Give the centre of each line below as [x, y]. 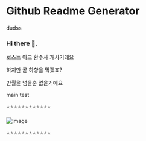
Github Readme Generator [73, 11]
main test [18, 95]
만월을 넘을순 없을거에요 [35, 83]
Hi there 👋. [22, 43]
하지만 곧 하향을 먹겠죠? [34, 70]
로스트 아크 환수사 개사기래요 [40, 57]
